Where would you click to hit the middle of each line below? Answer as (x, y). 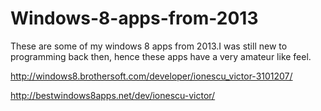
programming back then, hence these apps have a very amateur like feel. (161, 56)
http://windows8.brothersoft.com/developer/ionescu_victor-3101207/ (151, 76)
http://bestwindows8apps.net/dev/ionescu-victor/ (113, 95)
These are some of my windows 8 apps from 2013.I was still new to (149, 46)
